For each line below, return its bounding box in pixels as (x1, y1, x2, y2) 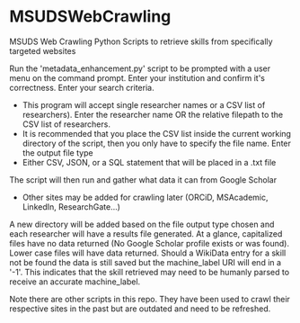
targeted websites (9, 45, 76, 56)
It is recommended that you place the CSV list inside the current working (22, 128, 292, 139)
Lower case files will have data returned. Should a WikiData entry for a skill (9, 247, 287, 258)
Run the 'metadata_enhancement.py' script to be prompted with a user (9, 63, 271, 74)
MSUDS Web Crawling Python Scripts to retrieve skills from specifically (9, 36, 273, 47)
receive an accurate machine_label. (9, 276, 141, 287)
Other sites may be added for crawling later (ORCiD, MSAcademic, (22, 192, 269, 202)
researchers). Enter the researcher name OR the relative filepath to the (22, 109, 284, 120)
